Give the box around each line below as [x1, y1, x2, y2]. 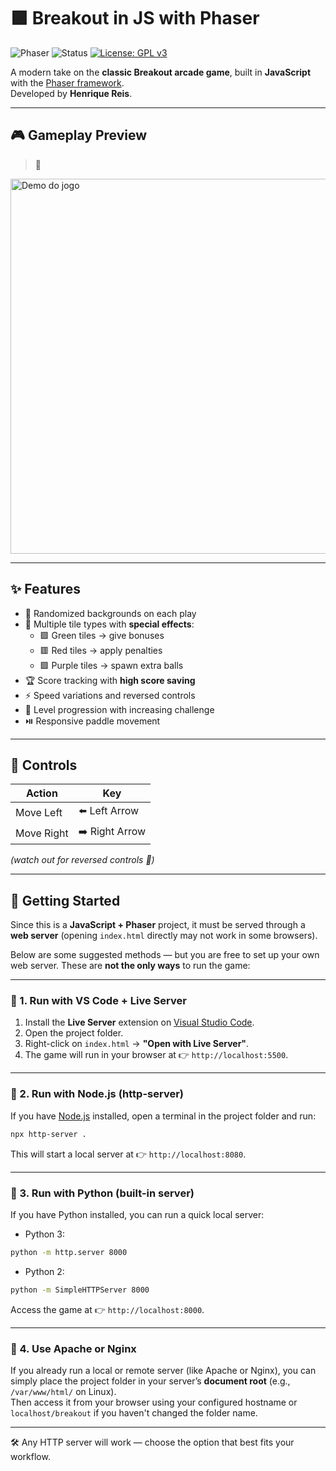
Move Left [15, 805, 63, 819]
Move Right [15, 826, 69, 840]
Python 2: [24, 1265, 65, 1277]
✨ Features [10, 581, 81, 598]
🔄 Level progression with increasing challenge [24, 703, 215, 715]
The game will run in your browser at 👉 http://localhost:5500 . [24, 1049, 289, 1061]
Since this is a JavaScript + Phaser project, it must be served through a [10, 919, 306, 931]
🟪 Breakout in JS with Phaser [10, 7, 260, 30]
